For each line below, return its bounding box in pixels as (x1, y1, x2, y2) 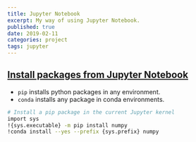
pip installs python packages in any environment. (17, 87, 161, 96)
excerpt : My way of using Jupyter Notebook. (7, 17, 140, 24)
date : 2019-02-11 (7, 30, 59, 37)
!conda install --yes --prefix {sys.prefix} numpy (7, 128, 159, 136)
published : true (7, 23, 55, 30)
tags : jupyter (7, 43, 49, 50)
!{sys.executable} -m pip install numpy (7, 122, 128, 129)
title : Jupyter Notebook (7, 10, 80, 18)
